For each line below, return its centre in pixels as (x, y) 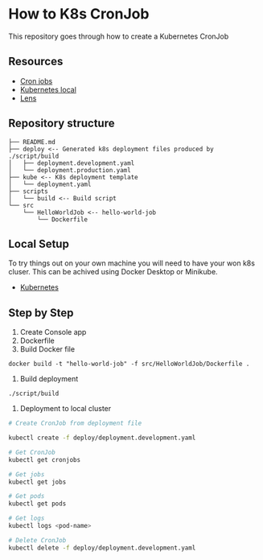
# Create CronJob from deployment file (75, 423)
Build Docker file (47, 349)
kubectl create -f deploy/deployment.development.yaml (102, 438)
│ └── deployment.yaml (50, 184)
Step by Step (41, 313)
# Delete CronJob (37, 540)
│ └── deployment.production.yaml (70, 170)
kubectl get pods (37, 504)
